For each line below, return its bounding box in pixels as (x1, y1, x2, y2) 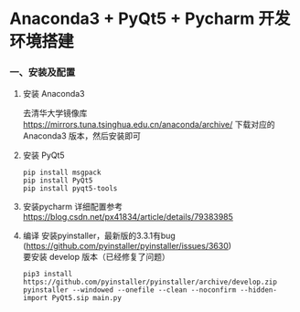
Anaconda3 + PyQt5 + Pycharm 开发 (9, 8, 291, 29)
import (22, 294, 48, 303)
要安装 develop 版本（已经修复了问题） (22, 252, 171, 263)
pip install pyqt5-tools (22, 184, 118, 193)
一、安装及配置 (9, 66, 76, 78)
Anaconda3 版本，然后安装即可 (22, 130, 142, 141)
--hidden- (240, 286, 277, 295)
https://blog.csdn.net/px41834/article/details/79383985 (22, 212, 233, 223)
